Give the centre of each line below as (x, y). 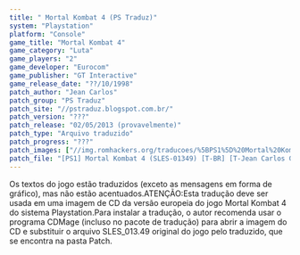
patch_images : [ (39, 150)
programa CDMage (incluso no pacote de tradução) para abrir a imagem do (148, 222)
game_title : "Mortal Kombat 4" (67, 42)
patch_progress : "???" (51, 142)
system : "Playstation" (51, 26)
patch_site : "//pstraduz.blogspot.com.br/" (92, 109)
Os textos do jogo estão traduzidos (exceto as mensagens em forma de (141, 184)
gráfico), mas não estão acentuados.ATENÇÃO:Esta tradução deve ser (139, 193)
